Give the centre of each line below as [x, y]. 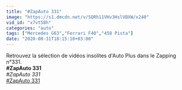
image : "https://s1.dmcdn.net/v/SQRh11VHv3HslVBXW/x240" [78, 17]
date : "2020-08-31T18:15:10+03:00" [50, 39]
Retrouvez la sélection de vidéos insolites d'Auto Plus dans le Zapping [91, 56]
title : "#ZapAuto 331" [34, 11]
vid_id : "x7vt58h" [29, 22]
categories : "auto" [30, 28]
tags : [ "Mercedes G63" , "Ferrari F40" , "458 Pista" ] [70, 34]
